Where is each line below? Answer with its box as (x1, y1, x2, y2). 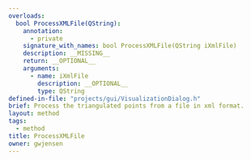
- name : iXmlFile (29, 72, 89, 80)
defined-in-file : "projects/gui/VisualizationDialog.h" (8, 95, 201, 103)
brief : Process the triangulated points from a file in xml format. (8, 102, 245, 110)
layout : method (8, 110, 60, 118)
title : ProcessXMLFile (8, 132, 85, 140)
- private (29, 34, 63, 43)
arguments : (23, 65, 60, 73)
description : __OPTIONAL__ (37, 79, 129, 87)
